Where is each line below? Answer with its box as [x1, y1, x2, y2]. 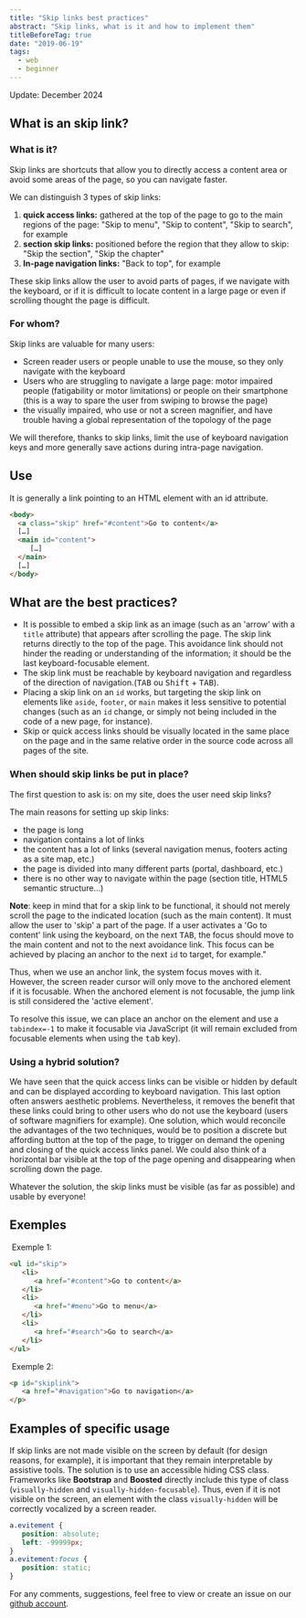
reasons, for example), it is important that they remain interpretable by [9, 1454, 273, 1465]
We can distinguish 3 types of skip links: [9, 191, 162, 202]
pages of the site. [22, 746, 90, 756]
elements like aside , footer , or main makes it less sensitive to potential [22, 696, 287, 708]
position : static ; [21, 1563, 92, 1572]
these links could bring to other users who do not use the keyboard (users [9, 1105, 289, 1116]
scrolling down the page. [9, 1164, 103, 1175]
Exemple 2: [11, 1360, 54, 1371]
